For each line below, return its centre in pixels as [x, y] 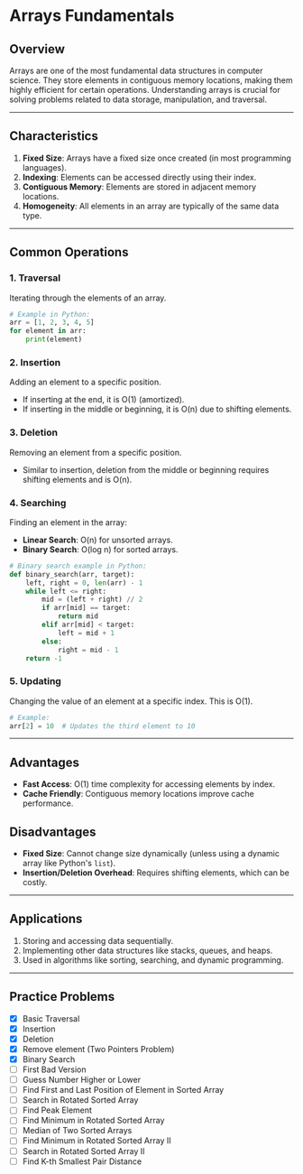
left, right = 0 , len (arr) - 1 [84, 583]
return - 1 [44, 658]
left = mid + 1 [86, 633]
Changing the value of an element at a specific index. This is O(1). [131, 701]
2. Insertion [35, 362]
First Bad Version [54, 1069]
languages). [45, 167]
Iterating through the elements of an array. [88, 298]
